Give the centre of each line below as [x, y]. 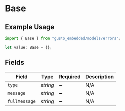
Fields [15, 63]
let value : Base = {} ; [29, 47]
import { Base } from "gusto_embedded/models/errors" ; [63, 38]
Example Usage [30, 27]
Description [100, 76]
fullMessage [22, 101]
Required [70, 76]
